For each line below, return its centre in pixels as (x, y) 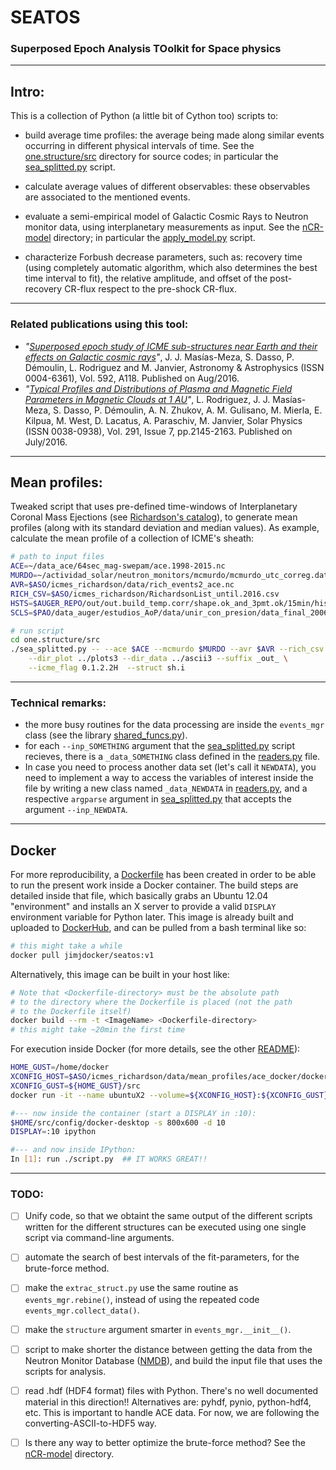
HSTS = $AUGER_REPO (46, 603)
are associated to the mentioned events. (107, 197)
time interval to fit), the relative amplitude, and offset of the (146, 278)
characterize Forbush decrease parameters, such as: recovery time (163, 257)
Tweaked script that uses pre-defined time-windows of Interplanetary (154, 507)
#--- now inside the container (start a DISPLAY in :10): (133, 1113)
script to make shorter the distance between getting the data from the (168, 1349)
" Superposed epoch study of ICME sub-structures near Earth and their (171, 346)
